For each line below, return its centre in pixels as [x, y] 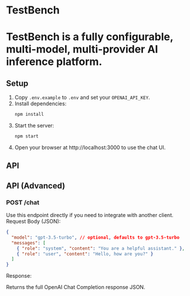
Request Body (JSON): [33, 221]
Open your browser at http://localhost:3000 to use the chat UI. [90, 147]
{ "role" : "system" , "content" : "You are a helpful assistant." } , [101, 248]
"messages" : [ [28, 243]
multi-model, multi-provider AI [82, 49]
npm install [29, 115]
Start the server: [34, 126]
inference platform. [54, 62]
